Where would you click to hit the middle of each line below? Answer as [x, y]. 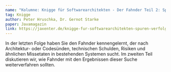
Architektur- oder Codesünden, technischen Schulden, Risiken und [75, 49]
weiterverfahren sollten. [30, 65]
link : [11, 29]
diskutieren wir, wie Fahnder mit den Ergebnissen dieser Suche [71, 59]
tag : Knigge [18, 15]
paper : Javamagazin [26, 24]
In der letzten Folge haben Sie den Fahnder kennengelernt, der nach [77, 43]
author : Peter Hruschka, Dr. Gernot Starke [52, 19]
